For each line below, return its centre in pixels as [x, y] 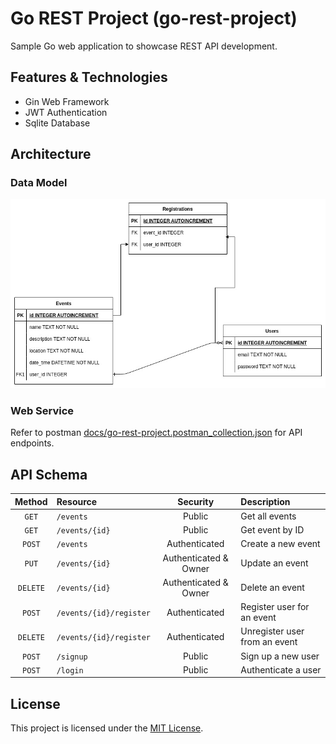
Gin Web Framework [67, 101]
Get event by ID [272, 530]
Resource [77, 501]
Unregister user [272, 631]
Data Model [39, 183]
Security [196, 501]
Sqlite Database [57, 123]
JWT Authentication [66, 112]
